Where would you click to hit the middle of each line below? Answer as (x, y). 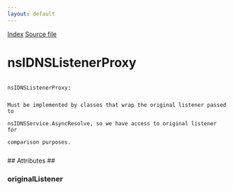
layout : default (31, 14)
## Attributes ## (31, 161)
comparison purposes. (39, 142)
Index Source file (32, 34)
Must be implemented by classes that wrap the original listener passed (117, 105)
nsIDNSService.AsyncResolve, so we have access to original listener (112, 124)
